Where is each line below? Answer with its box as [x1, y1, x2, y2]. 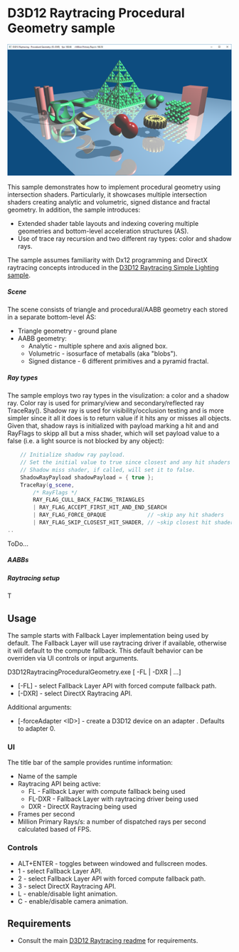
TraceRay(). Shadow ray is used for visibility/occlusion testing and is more [7, 406, 224, 415]
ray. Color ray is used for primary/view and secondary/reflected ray [7, 399, 205, 408]
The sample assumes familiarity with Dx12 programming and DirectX [7, 256, 208, 264]
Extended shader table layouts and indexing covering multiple [17, 219, 199, 228]
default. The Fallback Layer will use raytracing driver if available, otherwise [7, 638, 228, 647]
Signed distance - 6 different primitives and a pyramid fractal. [28, 357, 209, 366]
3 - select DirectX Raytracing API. [17, 881, 117, 890]
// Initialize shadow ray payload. [20, 451, 126, 459]
